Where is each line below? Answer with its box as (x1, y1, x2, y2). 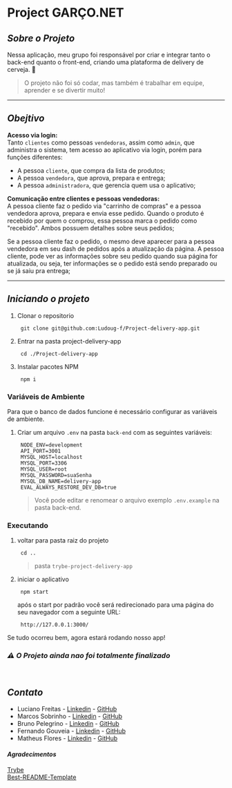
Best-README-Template (7, 773, 77, 781)
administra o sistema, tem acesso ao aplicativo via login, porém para (7, 145, 202, 153)
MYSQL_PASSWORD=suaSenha (20, 471, 92, 478)
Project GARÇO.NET (7, 5, 124, 21)
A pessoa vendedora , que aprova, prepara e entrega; (17, 173, 166, 182)
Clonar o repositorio (17, 311, 75, 319)
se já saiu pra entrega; (7, 266, 71, 274)
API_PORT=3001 (20, 447, 61, 454)
